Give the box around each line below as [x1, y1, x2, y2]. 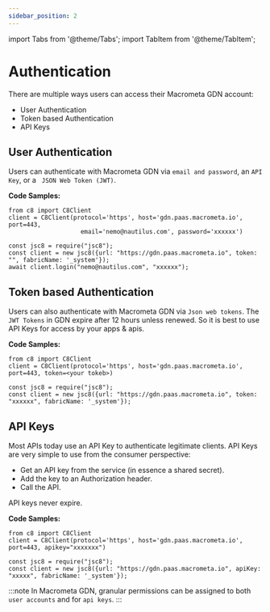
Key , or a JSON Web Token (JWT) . [8, 175, 117, 185]
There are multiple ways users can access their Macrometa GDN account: [8, 89, 254, 99]
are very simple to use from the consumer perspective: [8, 450, 191, 459]
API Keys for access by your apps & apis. [8, 324, 145, 334]
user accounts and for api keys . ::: [8, 595, 123, 604]
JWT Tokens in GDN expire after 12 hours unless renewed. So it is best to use [8, 315, 260, 325]
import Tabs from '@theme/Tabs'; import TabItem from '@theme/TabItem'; [8, 34, 256, 44]
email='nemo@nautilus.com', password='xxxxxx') [80, 228, 243, 236]
